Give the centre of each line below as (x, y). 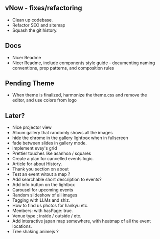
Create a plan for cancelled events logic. (53, 159)
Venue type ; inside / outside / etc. (47, 216)
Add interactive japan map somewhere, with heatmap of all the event (81, 221)
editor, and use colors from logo (44, 100)
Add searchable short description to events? (57, 179)
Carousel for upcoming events (43, 190)
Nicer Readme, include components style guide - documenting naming (83, 63)
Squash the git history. (35, 30)
